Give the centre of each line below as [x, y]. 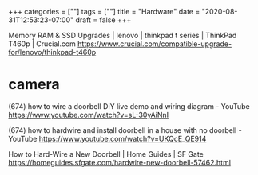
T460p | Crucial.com [42, 44]
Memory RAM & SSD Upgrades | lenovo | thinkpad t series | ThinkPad [123, 35]
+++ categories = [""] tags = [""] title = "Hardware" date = [104, 12]
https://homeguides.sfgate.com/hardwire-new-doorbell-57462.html [120, 162]
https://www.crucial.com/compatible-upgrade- [155, 44]
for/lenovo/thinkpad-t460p [52, 52]
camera [34, 85]
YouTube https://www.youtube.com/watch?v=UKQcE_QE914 [107, 138]
